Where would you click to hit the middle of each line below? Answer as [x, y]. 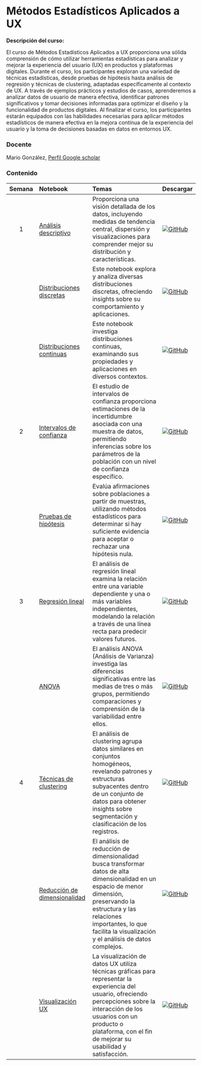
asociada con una [117, 424]
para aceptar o [113, 538]
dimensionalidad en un [124, 878]
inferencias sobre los [122, 446]
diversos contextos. [120, 376]
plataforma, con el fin [122, 1031]
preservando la [114, 901]
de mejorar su [112, 1039]
